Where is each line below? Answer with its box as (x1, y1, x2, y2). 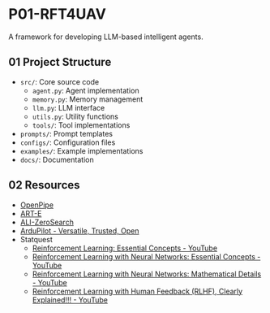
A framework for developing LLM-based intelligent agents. (8, 32, 204, 41)
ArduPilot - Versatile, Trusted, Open (19, 225, 139, 236)
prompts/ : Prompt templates (19, 128, 114, 138)
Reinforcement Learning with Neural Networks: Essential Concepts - (32, 251, 261, 261)
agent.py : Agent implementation (32, 85, 139, 95)
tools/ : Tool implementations (32, 120, 131, 130)
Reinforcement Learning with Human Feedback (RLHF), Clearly (32, 286, 243, 296)
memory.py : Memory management (32, 94, 144, 104)
